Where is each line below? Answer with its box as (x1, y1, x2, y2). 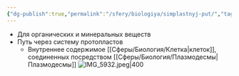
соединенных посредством (27, 53, 112, 61)
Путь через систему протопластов (16, 37, 123, 46)
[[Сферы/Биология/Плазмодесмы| (113, 53, 218, 61)
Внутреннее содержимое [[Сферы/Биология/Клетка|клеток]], (27, 45, 217, 53)
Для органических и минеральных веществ (16, 30, 151, 38)
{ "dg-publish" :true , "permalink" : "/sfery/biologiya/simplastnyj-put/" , (6, 10, 221, 18)
